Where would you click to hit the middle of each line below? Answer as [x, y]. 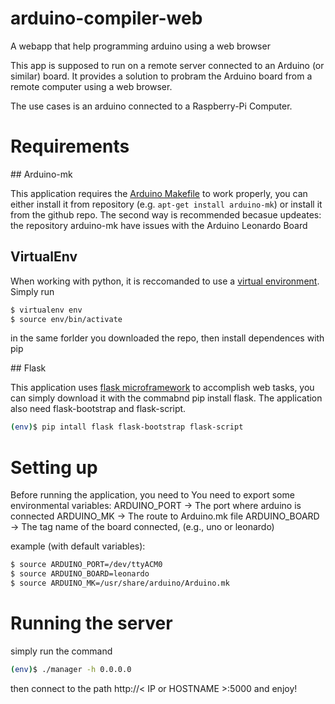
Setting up [54, 467]
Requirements [70, 146]
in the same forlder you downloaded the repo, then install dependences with [167, 338]
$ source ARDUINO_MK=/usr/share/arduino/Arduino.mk [120, 583]
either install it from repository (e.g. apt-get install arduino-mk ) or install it [166, 204]
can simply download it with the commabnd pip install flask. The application [166, 398]
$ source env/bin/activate [66, 319]
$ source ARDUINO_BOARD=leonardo [80, 574]
